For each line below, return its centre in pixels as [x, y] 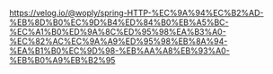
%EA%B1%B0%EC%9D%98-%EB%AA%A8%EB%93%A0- [120, 51]
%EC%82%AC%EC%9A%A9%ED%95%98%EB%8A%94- [119, 41]
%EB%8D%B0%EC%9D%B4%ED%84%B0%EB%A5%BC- [119, 22]
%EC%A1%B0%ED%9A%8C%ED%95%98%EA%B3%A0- [118, 32]
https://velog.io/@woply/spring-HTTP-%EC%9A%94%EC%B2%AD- [136, 13]
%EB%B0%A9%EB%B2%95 [62, 60]
